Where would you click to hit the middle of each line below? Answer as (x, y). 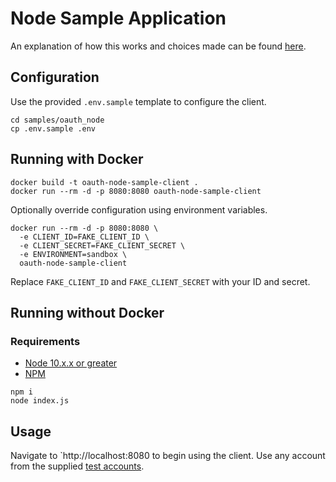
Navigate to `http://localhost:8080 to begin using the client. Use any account (168, 456)
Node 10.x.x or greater (71, 363)
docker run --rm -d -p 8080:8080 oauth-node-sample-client (136, 191)
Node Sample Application (118, 18)
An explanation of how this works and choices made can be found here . (158, 46)
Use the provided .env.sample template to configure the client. (138, 101)
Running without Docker (87, 312)
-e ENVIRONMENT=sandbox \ (73, 254)
